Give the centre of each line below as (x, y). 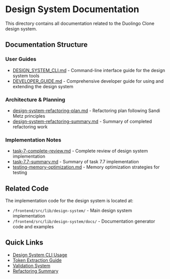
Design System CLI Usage (40, 255)
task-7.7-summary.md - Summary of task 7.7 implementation (76, 162)
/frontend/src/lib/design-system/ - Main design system (72, 211)
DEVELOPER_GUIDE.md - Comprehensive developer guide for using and (88, 81)
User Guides (21, 59)
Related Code (27, 188)
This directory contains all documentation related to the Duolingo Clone (80, 23)
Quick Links (24, 243)
